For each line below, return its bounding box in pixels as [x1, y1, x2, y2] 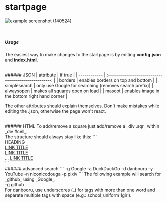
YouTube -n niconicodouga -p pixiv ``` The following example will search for [5, 171, 161, 177]
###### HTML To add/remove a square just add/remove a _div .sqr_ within [5, 123, 160, 129]
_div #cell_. [5, 128, 28, 134]
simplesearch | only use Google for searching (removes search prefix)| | [5, 82, 153, 88]
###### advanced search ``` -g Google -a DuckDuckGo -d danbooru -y [5, 165, 153, 171]
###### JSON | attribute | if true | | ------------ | [5, 72, 106, 78]
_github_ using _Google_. [5, 176, 56, 182]
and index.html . [5, 57, 38, 63]
